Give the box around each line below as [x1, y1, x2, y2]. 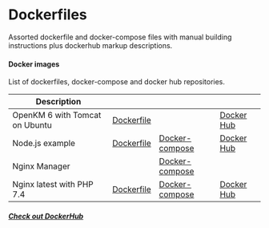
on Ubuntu [12, 120, 52, 131]
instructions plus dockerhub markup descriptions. [8, 40, 173, 50]
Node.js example [12, 138, 76, 149]
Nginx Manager [12, 161, 70, 172]
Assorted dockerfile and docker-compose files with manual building [8, 32, 232, 42]
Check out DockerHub [8, 211, 84, 221]
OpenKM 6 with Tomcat [12, 110, 102, 121]
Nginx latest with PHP [12, 179, 94, 190]
